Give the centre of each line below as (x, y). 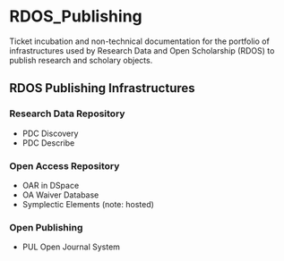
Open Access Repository (65, 165)
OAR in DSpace (51, 185)
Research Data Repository (67, 114)
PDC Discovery (50, 133)
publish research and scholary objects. (81, 60)
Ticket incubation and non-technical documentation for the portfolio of (140, 41)
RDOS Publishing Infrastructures (102, 88)
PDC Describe (48, 143)
